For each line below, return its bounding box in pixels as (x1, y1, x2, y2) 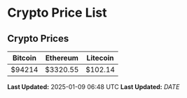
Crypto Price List (7, 5, 107, 21)
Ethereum (45, 54, 79, 63)
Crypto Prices (7, 33, 69, 44)
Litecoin (86, 54, 114, 63)
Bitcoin (12, 54, 37, 63)
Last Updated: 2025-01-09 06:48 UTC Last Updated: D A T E (7, 83, 180, 91)
